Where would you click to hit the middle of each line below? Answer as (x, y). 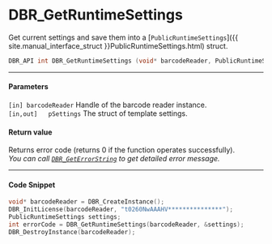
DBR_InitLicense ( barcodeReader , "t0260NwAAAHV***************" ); (121, 210)
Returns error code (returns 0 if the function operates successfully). (122, 150)
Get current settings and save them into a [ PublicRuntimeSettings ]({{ (123, 37)
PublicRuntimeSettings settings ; (65, 217)
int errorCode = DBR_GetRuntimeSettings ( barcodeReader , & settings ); (126, 225)
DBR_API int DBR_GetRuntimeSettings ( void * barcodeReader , (110, 61)
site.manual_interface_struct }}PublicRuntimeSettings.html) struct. (118, 45)
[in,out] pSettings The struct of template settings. (98, 113)
